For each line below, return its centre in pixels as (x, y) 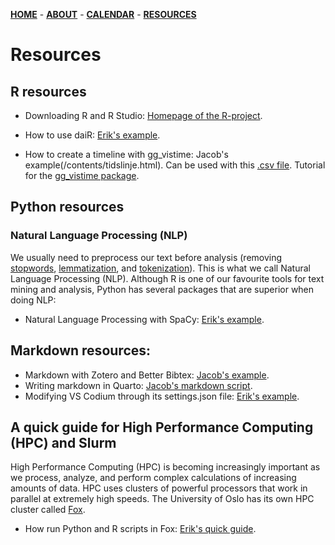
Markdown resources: (81, 350)
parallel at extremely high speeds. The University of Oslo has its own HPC (162, 499)
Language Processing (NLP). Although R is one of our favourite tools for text (167, 278)
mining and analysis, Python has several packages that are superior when (162, 289)
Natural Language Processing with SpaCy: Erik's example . (144, 319)
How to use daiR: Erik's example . (92, 135)
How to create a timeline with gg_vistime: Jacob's (126, 154)
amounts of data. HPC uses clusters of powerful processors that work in (159, 488)
